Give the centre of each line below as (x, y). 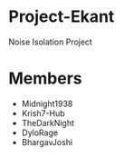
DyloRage (40, 132)
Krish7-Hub (43, 113)
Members (45, 78)
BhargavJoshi (47, 142)
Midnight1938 (47, 103)
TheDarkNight (48, 123)
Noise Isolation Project (50, 42)
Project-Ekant (62, 17)
